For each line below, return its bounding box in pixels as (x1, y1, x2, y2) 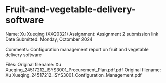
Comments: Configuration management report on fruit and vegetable (5, 46, 149, 52)
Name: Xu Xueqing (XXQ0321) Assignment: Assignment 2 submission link (5, 31, 159, 37)
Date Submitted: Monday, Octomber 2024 (5, 36, 93, 43)
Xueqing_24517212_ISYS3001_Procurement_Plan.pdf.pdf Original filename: (5, 67, 161, 73)
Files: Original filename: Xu (5, 61, 61, 67)
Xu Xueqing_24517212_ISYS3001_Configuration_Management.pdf (5, 72, 142, 78)
